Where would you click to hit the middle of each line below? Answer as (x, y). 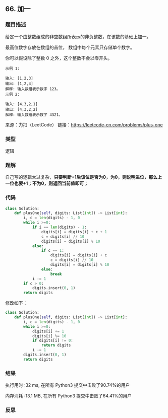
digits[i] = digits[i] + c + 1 (74, 232)
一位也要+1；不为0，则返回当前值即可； (47, 183)
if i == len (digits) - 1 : (59, 227)
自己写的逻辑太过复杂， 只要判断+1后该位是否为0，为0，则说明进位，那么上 (84, 177)
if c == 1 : (53, 251)
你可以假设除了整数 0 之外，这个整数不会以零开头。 (59, 58)
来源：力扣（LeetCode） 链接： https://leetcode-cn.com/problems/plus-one (84, 124)
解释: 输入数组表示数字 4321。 (34, 115)
